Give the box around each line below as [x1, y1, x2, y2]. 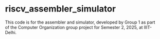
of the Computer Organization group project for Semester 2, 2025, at [5, 24, 143, 30]
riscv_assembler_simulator [5, 3, 116, 14]
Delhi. [5, 29, 17, 35]
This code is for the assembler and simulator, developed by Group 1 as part [5, 19, 156, 25]
